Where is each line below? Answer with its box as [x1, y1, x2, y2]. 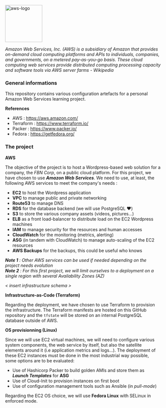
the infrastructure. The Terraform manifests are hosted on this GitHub [5, 307, 147, 313]
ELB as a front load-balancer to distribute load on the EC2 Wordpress [12, 216, 154, 222]
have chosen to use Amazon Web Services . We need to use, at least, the [5, 175, 155, 181]
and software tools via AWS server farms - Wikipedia [5, 67, 114, 73]
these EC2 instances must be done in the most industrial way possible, [5, 352, 149, 358]
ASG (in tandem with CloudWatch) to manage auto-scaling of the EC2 [12, 237, 155, 243]
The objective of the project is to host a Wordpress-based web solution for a [5, 164, 161, 170]
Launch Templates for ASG [12, 372, 69, 378]
